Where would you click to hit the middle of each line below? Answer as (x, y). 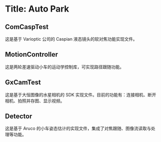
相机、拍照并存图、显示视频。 (35, 101)
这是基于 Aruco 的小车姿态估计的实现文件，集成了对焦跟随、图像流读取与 (78, 128)
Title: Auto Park (37, 9)
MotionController (32, 55)
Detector (19, 117)
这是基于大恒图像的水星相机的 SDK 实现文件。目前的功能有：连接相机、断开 (81, 95)
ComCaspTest (27, 27)
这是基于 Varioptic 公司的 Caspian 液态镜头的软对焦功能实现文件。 (71, 39)
